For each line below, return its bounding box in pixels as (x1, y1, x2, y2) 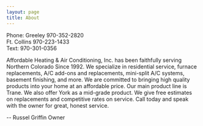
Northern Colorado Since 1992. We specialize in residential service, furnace (6, 62, 197, 70)
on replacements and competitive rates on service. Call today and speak (6, 95, 189, 103)
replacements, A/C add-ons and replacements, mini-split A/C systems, (6, 69, 185, 76)
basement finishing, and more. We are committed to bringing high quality (6, 76, 190, 83)
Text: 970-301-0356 (6, 44, 57, 52)
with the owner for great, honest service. (6, 102, 109, 109)
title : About (6, 15, 40, 21)
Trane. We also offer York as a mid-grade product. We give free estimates (6, 89, 193, 96)
